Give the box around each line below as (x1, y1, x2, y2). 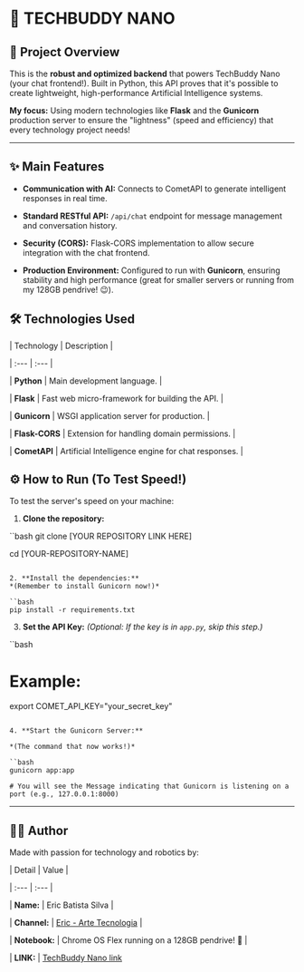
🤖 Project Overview (9, 44, 120, 60)
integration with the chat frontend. (22, 247, 150, 258)
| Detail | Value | (9, 865, 69, 876)
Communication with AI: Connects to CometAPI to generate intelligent (22, 183, 287, 194)
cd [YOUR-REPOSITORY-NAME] (9, 549, 129, 559)
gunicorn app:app (9, 766, 75, 775)
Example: (9, 671, 81, 692)
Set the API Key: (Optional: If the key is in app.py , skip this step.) (22, 621, 263, 633)
